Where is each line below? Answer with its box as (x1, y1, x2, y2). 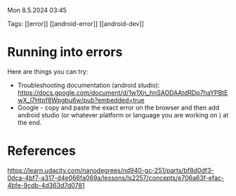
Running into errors (7, 44, 123, 60)
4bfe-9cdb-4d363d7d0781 (7, 181, 85, 189)
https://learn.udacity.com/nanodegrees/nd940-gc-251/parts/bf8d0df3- (7, 166, 214, 174)
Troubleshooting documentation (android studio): (17, 81, 160, 89)
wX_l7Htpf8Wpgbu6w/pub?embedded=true (17, 96, 145, 104)
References (7, 143, 76, 159)
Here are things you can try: (7, 67, 88, 76)
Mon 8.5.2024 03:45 (7, 6, 67, 14)
